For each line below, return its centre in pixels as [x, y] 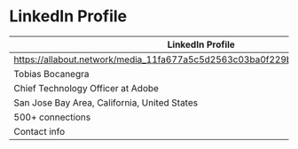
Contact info [39, 131]
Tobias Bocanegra [52, 74]
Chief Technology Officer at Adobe [86, 88]
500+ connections [52, 117]
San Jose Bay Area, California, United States [106, 102]
